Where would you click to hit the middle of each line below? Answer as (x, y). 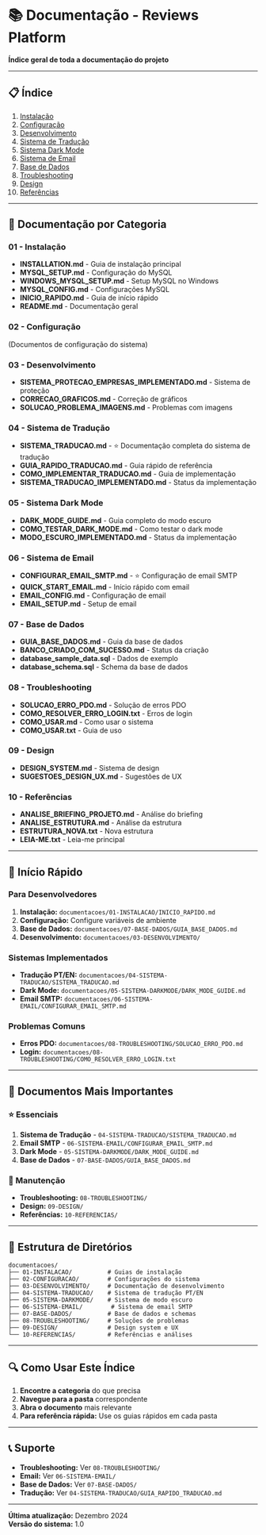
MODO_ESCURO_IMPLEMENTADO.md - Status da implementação (128, 537)
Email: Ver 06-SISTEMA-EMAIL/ (68, 1475)
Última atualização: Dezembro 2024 (68, 1515)
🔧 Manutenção (37, 1181)
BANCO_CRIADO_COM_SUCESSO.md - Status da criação (114, 650)
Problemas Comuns (47, 1026)
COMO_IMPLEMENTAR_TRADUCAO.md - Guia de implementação (127, 474)
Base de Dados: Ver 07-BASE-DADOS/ (78, 1484)
